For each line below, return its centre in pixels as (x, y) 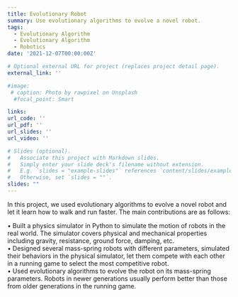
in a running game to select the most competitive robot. (88, 263)
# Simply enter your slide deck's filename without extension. (106, 164)
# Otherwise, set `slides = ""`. (60, 178)
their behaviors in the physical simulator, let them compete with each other (116, 256)
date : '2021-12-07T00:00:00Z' (52, 54)
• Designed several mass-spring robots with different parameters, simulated (119, 248)
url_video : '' (28, 138)
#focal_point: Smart (44, 99)
